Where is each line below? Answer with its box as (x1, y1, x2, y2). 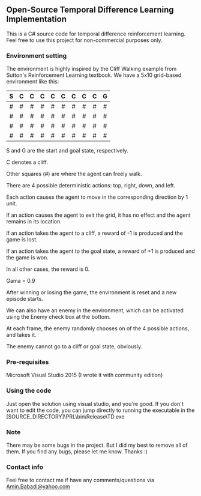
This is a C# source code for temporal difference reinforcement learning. (6, 30, 186, 37)
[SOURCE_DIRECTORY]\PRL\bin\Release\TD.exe (6, 413, 125, 420)
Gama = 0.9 (6, 277, 35, 285)
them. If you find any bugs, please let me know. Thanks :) (6, 448, 148, 455)
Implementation (6, 14, 67, 25)
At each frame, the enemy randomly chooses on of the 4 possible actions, (6, 325, 190, 332)
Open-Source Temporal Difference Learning (6, 5, 174, 15)
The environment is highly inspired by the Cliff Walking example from (6, 65, 177, 73)
